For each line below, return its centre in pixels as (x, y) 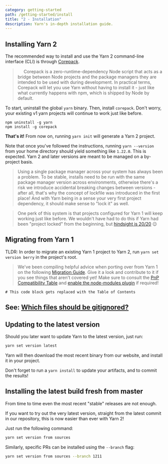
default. (25, 98)
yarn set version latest (31, 346)
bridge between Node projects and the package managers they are (87, 77)
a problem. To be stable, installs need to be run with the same (81, 177)
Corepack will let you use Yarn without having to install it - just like (86, 88)
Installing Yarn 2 (31, 44)
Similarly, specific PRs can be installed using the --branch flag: (70, 447)
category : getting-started (33, 10)
